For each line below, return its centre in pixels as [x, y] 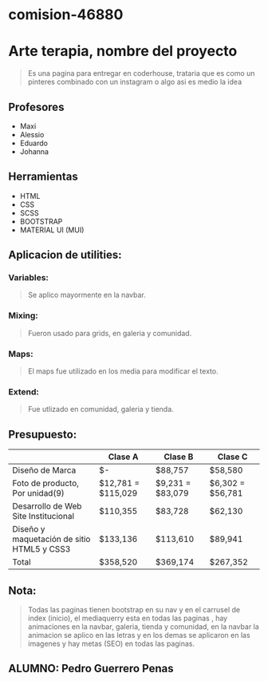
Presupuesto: [43, 434]
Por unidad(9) [39, 493]
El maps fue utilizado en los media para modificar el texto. [123, 371]
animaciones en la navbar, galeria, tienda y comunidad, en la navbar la [143, 626]
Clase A [123, 457]
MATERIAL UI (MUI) [52, 230]
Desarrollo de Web [47, 506]
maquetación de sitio [51, 539]
